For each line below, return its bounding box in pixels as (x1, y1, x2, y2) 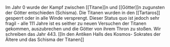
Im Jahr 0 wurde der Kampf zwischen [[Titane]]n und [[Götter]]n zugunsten (5, 5, 165, 10)
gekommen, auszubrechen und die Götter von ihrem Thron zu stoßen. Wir (5, 26, 161, 32)
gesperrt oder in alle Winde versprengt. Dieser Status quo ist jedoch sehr (5, 15, 160, 21)
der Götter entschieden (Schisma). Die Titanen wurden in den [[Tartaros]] (5, 10, 160, 16)
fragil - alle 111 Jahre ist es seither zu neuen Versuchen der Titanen (5, 20, 147, 26)
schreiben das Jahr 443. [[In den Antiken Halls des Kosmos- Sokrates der (5, 31, 161, 37)
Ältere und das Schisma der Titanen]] (5, 36, 84, 42)
